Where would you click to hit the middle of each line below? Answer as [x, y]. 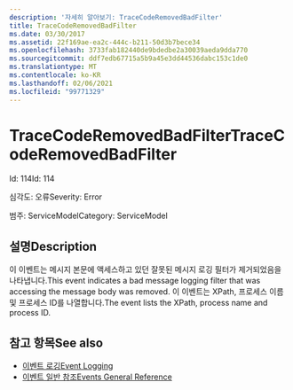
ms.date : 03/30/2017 [48, 34]
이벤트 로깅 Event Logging [67, 366]
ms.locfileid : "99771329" [57, 91]
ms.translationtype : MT [53, 67]
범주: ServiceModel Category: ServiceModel [89, 216]
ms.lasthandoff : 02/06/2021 [61, 83]
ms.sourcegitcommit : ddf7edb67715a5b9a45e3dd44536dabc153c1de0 [129, 58]
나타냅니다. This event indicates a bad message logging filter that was [135, 281]
